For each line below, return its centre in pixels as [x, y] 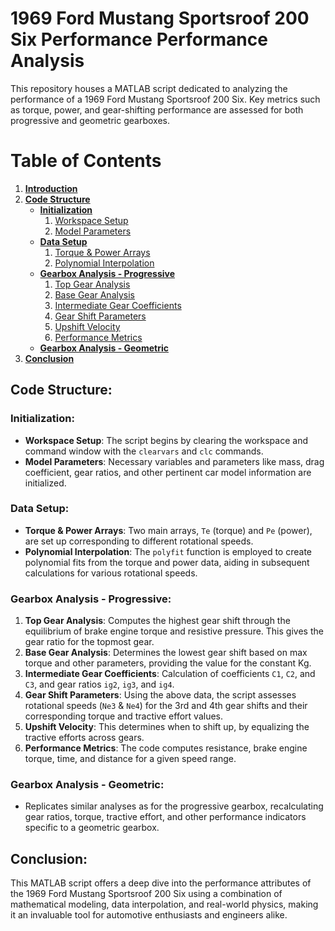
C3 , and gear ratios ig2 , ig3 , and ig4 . [99, 684]
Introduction [51, 188]
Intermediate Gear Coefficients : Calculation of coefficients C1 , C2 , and [170, 674]
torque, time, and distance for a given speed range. [130, 759]
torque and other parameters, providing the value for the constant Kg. [168, 663]
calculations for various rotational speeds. [111, 573]
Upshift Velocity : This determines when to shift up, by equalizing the [167, 727]
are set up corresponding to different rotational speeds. [139, 541]
